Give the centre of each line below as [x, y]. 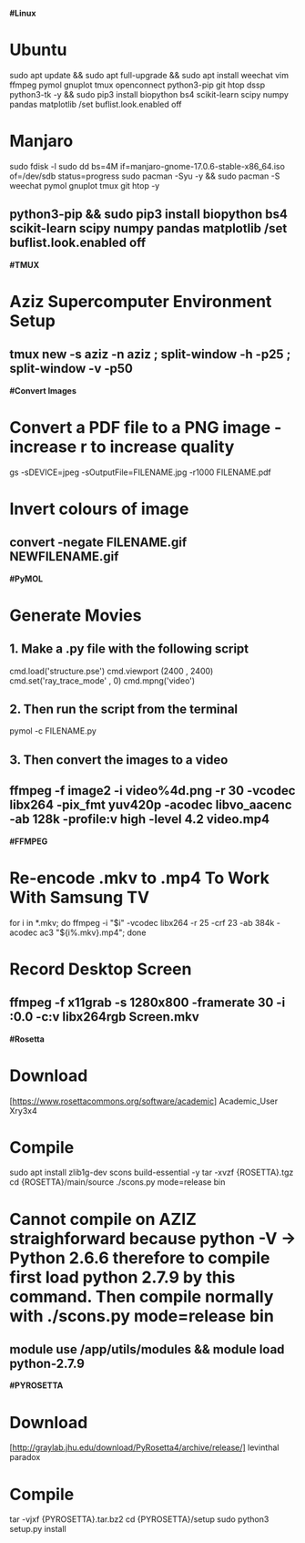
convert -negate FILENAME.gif [98, 543]
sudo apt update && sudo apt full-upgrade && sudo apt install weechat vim [149, 75]
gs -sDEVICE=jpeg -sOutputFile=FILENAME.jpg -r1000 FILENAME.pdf [140, 472]
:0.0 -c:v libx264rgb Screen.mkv [105, 1017]
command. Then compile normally [142, 1296]
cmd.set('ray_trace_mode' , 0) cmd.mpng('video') [102, 680]
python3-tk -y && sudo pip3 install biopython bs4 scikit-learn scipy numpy [149, 94]
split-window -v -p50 [71, 369]
